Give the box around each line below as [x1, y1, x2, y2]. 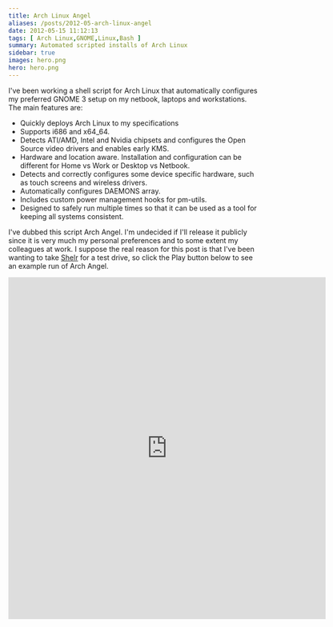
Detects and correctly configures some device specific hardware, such [19, 169, 255, 178]
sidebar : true [8, 49, 56, 57]
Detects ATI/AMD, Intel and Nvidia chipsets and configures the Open [19, 135, 246, 145]
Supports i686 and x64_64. [19, 126, 110, 136]
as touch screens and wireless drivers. [19, 178, 148, 187]
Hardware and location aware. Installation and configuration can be [19, 152, 243, 162]
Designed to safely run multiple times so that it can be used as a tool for [19, 203, 258, 213]
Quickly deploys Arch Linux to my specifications [19, 118, 179, 128]
